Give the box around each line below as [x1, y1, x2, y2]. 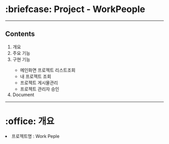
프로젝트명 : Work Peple [12, 133, 60, 139]
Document [12, 92, 34, 98]
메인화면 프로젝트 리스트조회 [20, 67, 75, 73]
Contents [5, 30, 35, 38]
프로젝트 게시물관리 [20, 80, 58, 86]
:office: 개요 [5, 115, 55, 127]
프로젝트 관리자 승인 [20, 86, 59, 92]
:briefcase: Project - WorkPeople [5, 4, 145, 15]
